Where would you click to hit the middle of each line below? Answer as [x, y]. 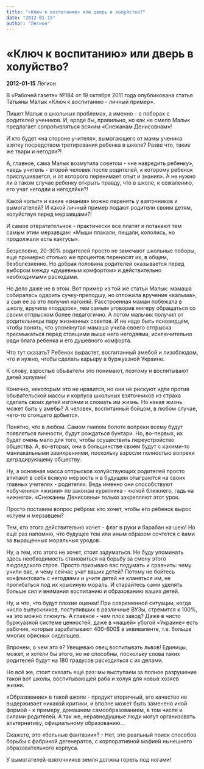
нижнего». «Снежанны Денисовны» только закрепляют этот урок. [93, 497]
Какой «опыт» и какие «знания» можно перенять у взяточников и [92, 201]
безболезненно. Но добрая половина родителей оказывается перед [95, 264]
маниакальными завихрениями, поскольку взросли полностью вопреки [100, 453]
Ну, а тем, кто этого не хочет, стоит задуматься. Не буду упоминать [95, 552]
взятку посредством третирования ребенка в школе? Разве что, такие [98, 145]
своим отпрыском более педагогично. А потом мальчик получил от [95, 315]
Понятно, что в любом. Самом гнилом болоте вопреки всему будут [95, 427]
